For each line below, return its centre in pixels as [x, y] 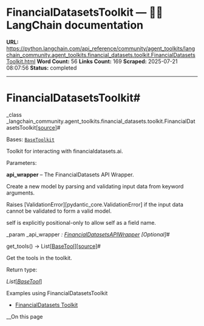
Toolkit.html [21, 61]
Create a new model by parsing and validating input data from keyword [95, 186]
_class [14, 115]
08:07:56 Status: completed [42, 68]
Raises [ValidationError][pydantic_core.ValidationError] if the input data [95, 204]
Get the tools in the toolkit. [39, 258]
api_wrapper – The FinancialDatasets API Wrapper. [70, 175]
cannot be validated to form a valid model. [59, 211]
